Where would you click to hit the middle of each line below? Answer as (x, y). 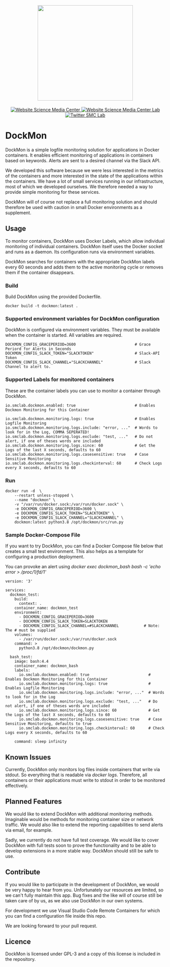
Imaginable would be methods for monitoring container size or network (79, 819)
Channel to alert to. (28, 367)
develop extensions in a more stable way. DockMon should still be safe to (82, 851)
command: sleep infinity (41, 742)
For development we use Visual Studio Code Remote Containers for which (83, 911)
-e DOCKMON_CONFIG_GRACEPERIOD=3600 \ (55, 509)
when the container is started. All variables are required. (64, 335)
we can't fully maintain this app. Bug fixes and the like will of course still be (84, 895)
